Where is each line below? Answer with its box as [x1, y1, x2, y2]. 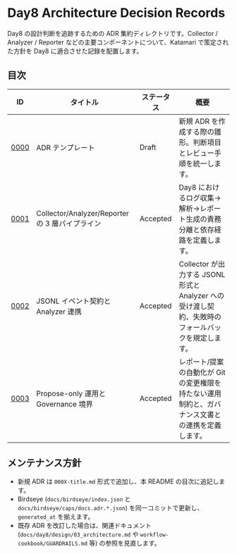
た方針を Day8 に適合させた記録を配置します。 [7, 47, 143, 55]
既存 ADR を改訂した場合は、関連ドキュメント [17, 521, 152, 529]
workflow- [140, 531, 169, 538]
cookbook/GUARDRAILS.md [17, 540, 88, 547]
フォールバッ [178, 322, 222, 332]
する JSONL [186, 269, 226, 279]
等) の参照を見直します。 [89, 538, 161, 547]
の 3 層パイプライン [36, 218, 102, 228]
